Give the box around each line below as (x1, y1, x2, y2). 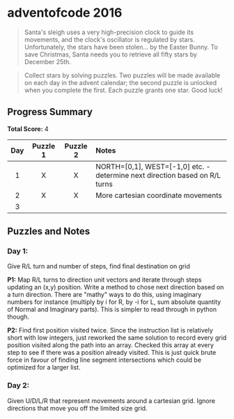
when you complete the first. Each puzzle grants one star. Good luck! (24, 86, 223, 94)
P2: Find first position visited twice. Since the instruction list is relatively (7, 326, 214, 335)
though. (7, 312, 30, 321)
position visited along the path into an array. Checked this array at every (7, 341, 214, 349)
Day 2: (7, 381, 30, 390)
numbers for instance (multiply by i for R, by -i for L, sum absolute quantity (7, 298, 221, 306)
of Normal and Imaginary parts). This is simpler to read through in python (7, 305, 217, 314)
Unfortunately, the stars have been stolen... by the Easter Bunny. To (24, 43, 218, 51)
